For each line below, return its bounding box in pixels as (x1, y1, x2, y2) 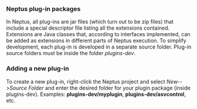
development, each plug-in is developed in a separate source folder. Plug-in (6, 43, 192, 50)
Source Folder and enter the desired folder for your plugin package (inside (9, 84, 191, 91)
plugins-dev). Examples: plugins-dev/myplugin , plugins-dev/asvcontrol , (6, 91, 186, 98)
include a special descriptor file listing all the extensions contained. (6, 24, 170, 31)
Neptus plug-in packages (6, 5, 81, 13)
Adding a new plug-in (6, 65, 69, 73)
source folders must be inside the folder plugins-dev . (6, 50, 136, 57)
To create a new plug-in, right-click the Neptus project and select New (6, 78, 178, 85)
